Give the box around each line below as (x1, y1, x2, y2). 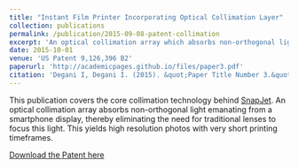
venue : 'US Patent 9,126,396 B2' (9, 54, 133, 63)
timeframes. (9, 132, 53, 142)
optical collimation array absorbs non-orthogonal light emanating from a (9, 103, 273, 115)
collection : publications (9, 21, 105, 30)
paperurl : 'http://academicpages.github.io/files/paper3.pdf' (9, 63, 244, 72)
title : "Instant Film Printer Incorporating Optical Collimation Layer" (9, 12, 284, 22)
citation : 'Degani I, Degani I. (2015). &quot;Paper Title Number (9, 71, 260, 80)
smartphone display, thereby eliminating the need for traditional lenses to (9, 113, 277, 124)
